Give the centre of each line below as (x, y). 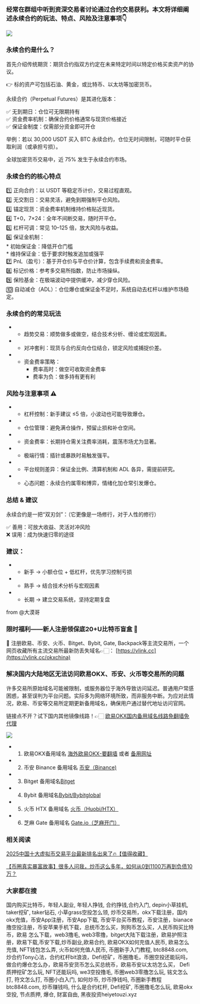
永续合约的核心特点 (34, 176)
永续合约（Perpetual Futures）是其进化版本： (62, 99)
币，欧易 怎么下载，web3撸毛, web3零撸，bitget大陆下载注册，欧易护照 (94, 935)
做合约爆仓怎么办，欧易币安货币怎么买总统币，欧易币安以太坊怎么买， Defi (98, 965)
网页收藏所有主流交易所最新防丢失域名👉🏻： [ (62, 651)
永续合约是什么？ (31, 50)
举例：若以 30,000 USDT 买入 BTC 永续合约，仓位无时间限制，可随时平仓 (96, 139)
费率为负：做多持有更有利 (64, 377)
